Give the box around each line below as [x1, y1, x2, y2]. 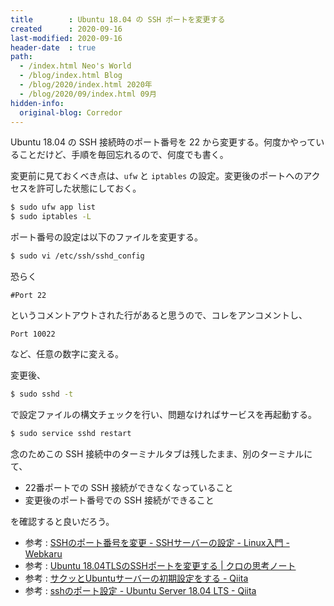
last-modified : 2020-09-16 [10, 33, 123, 43]
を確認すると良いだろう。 [10, 515, 115, 527]
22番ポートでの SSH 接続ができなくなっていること [24, 481, 234, 493]
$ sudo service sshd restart [10, 428, 132, 438]
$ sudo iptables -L [10, 212, 92, 222]
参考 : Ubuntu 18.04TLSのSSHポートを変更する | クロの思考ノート [24, 559, 297, 571]
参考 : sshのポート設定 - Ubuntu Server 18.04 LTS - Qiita [24, 584, 257, 596]
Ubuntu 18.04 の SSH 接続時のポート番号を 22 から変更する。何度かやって [10, 136, 317, 148]
